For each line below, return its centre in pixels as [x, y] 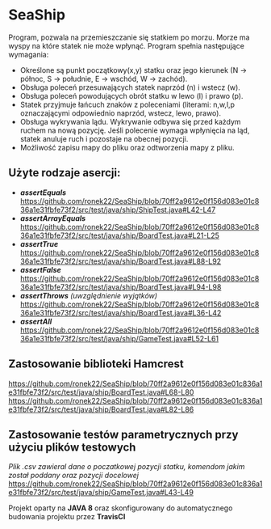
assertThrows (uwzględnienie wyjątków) [89, 295]
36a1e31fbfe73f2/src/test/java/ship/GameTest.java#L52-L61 [119, 338]
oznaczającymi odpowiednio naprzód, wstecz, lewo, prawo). [121, 113]
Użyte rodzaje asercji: [65, 173]
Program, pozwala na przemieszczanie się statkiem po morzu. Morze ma [129, 37]
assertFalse [41, 269]
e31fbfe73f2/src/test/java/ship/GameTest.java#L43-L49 [101, 493]
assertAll [36, 321]
